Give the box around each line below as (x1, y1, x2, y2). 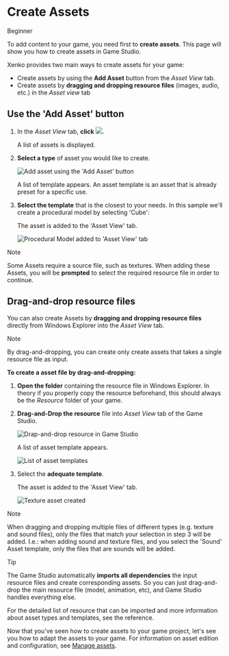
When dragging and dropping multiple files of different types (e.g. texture (7, 522, 214, 531)
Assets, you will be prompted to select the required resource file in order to (7, 268, 220, 277)
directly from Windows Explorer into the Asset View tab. (7, 321, 165, 329)
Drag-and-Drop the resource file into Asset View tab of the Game (16, 409, 203, 418)
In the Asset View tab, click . (16, 127, 105, 136)
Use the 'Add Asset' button (7, 108, 124, 120)
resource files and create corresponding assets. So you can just (7, 578, 187, 586)
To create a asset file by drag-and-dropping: (7, 368, 136, 377)
